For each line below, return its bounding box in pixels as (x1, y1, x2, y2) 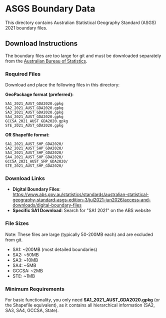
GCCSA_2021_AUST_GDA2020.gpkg (5, 118, 68, 124)
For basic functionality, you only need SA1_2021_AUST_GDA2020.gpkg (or (5, 296, 160, 302)
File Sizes (5, 220, 29, 227)
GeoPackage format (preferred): (5, 91, 74, 97)
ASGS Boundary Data (5, 3, 95, 14)
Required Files (5, 70, 41, 77)
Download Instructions (5, 39, 78, 48)
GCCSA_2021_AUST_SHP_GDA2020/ (5, 159, 68, 164)
